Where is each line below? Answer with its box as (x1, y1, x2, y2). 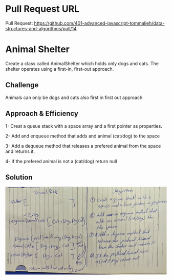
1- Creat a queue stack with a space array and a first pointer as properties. (5, 123, 162, 129)
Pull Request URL (5, 3, 80, 15)
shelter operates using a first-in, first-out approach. (5, 66, 114, 72)
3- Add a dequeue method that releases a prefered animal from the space (5, 143, 161, 149)
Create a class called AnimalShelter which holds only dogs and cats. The (5, 60, 159, 67)
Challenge (5, 81, 39, 90)
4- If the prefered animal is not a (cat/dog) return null (5, 158, 117, 164)
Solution (5, 173, 33, 182)
